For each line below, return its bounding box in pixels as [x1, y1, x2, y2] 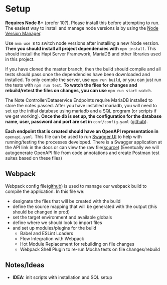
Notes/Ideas [5, 261, 45, 269]
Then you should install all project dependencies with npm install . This [5, 45, 156, 51]
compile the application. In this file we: [5, 188, 85, 194]
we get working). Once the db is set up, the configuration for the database [5, 113, 162, 119]
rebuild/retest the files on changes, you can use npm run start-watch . [5, 87, 152, 93]
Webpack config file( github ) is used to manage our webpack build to [5, 183, 147, 189]
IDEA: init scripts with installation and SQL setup [12, 274, 113, 280]
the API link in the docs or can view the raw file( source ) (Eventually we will [5, 144, 159, 150]
